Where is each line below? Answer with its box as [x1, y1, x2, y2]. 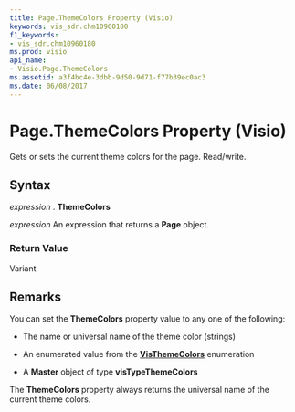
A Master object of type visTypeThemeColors [22, 366, 198, 377]
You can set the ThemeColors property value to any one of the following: [9, 313, 286, 324]
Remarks [9, 290, 62, 305]
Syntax [9, 177, 51, 193]
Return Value [9, 242, 68, 255]
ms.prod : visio [9, 48, 68, 57]
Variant [9, 262, 37, 274]
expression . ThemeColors [9, 202, 111, 213]
